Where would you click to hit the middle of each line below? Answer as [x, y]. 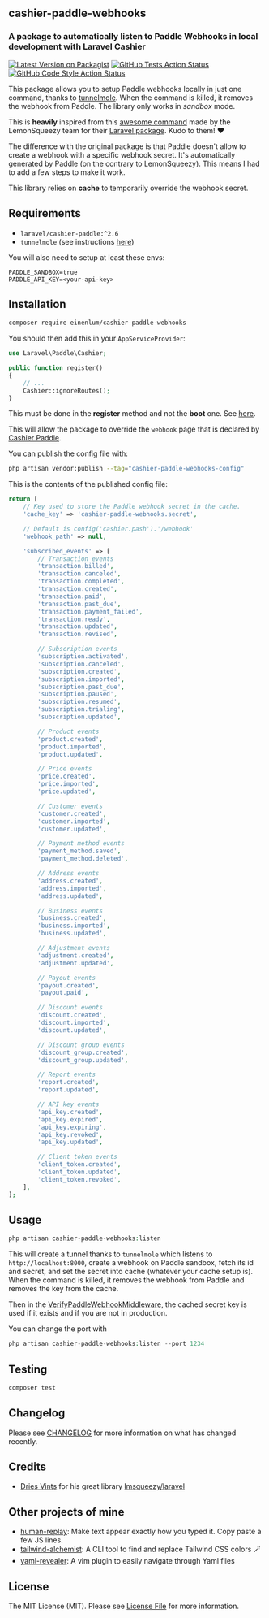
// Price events [65, 769]
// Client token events [77, 1157]
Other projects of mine [66, 1512]
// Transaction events [76, 559]
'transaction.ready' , [74, 619]
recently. [23, 1441]
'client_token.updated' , [79, 1172]
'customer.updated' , [72, 829]
